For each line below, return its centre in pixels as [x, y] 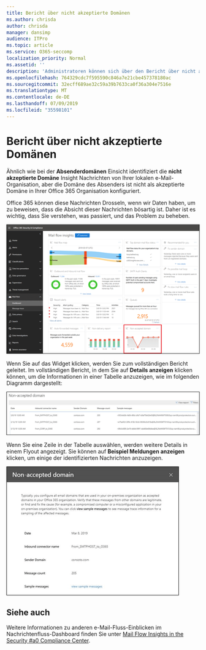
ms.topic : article [30, 45]
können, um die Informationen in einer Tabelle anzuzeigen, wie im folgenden [103, 377]
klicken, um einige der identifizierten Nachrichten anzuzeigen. [85, 458]
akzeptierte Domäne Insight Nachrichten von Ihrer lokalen [80, 177]
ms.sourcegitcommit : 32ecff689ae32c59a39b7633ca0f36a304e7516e [89, 84]
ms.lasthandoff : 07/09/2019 [42, 104]
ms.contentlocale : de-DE [38, 97]
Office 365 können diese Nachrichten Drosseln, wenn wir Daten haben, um [101, 203]
